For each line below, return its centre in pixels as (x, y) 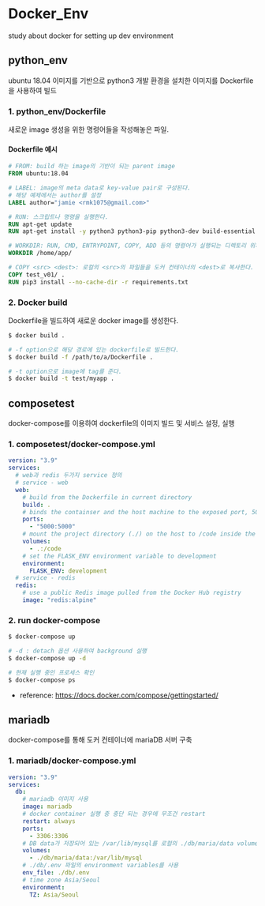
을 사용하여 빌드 (33, 90)
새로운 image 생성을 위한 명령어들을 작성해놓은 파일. (89, 130)
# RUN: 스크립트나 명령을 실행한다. (58, 217)
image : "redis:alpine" (60, 600)
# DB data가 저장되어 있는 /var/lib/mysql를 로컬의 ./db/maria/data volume (140, 843)
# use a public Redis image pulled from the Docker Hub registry (132, 593)
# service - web (42, 483)
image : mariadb (47, 806)
